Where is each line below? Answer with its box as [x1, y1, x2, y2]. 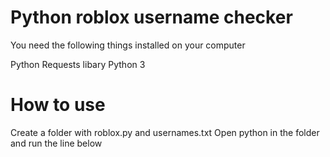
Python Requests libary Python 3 [10, 58, 146, 70]
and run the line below [10, 137, 103, 149]
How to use [10, 94, 106, 116]
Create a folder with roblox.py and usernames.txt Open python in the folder [10, 126, 320, 138]
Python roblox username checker [10, 6, 293, 29]
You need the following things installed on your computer [10, 39, 246, 51]
